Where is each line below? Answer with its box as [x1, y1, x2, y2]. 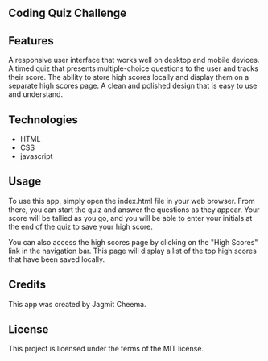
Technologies [8, 113, 79, 127]
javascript [19, 151, 53, 161]
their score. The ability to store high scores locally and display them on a [8, 73, 249, 82]
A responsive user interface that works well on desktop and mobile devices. [8, 56, 260, 65]
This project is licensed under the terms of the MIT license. [8, 344, 204, 354]
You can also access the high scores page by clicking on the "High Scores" [8, 237, 258, 247]
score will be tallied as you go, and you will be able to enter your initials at [8, 213, 253, 222]
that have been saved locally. [8, 254, 105, 264]
